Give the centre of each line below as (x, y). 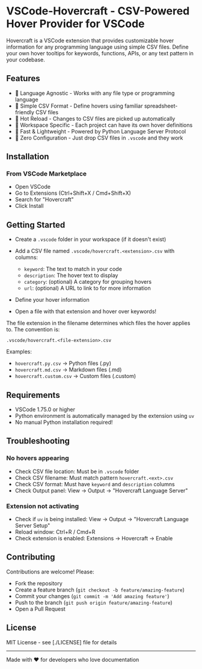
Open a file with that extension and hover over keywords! (86, 311)
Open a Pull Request (40, 609)
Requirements (33, 395)
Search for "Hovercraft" (44, 200)
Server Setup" (32, 526)
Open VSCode (33, 187)
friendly (25, 112)
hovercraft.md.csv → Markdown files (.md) (68, 370)
